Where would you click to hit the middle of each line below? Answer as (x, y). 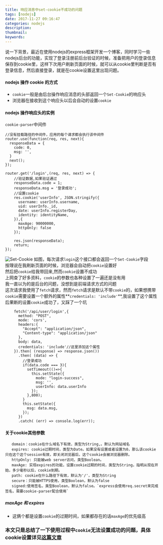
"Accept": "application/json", (55, 329)
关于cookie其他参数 (25, 433)
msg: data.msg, (42, 408)
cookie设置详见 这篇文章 (34, 538)
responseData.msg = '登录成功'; (45, 188)
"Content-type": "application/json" (60, 333)
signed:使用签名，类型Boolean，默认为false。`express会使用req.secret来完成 (85, 486)
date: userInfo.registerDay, (48, 211)
